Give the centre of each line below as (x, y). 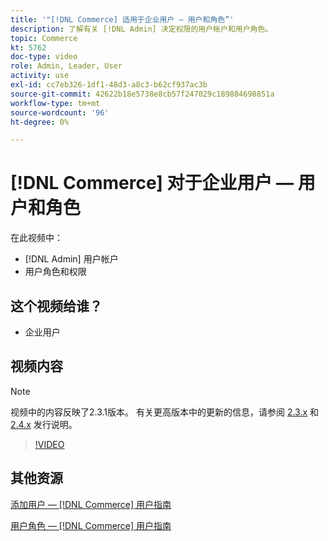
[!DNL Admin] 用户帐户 (71, 259)
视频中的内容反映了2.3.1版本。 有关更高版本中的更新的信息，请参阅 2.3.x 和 (165, 412)
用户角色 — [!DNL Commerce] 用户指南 (91, 525)
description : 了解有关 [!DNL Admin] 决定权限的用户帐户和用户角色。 (141, 29)
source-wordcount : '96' (60, 112)
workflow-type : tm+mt (55, 103)
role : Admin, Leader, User (66, 66)
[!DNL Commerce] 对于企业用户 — (152, 183)
